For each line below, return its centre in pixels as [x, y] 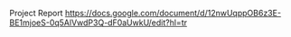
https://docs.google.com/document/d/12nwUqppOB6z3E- [173, 13]
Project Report [36, 13]
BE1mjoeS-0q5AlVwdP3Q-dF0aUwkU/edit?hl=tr [99, 23]
